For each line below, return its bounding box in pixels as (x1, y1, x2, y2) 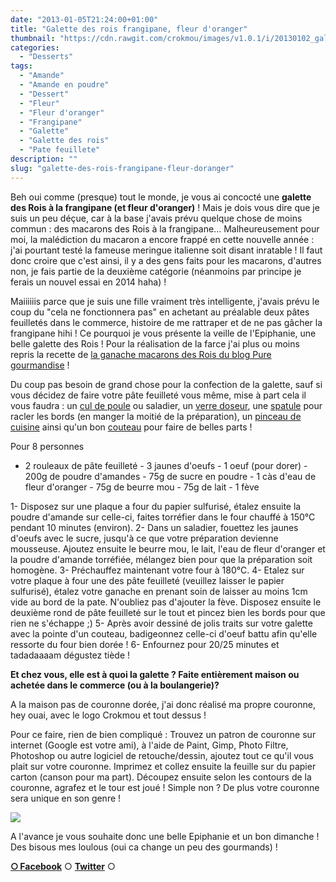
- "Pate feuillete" (19, 145, 101, 155)
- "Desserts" (19, 52, 74, 62)
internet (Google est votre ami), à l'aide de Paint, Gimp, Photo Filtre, (10, 739, 289, 751)
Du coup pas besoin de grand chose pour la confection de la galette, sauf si (10, 378, 323, 390)
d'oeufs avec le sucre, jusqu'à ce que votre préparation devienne (10, 532, 279, 544)
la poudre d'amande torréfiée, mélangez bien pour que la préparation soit (10, 553, 313, 565)
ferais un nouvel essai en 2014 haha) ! (10, 276, 167, 288)
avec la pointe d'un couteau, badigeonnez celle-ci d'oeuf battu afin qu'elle (10, 627, 318, 640)
